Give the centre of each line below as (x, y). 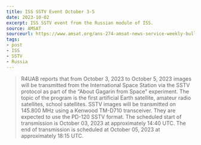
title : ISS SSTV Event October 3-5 (51, 12)
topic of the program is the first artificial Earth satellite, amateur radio (106, 98)
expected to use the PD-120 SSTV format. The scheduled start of (101, 116)
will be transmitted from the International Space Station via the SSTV (105, 85)
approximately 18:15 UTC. (52, 135)
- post (14, 45)
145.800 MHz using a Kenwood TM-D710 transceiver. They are (98, 110)
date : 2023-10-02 (28, 17)
